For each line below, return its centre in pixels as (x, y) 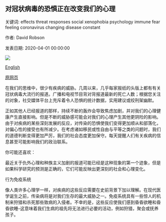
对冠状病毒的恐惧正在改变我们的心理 (60, 9)
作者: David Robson (25, 37)
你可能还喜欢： (20, 152)
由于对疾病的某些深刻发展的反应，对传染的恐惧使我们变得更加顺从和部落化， (83, 123)
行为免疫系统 (18, 179)
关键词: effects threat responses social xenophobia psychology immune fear (83, 22)
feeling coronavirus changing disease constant (53, 27)
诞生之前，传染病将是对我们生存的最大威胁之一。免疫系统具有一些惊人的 (83, 196)
